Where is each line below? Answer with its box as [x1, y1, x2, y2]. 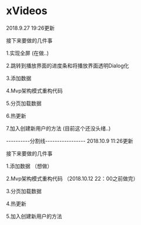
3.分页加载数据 [6, 187, 42, 194]
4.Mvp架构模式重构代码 [6, 87, 63, 94]
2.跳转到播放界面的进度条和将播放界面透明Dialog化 [6, 62, 129, 69]
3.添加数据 [6, 74, 32, 81]
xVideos [6, 4, 48, 18]
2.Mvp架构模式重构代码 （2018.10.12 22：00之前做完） [6, 175, 139, 182]
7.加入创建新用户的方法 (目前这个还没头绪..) [6, 125, 111, 132]
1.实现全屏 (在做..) [6, 49, 49, 57]
